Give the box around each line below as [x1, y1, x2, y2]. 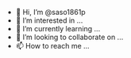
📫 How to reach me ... [15, 42, 90, 50]
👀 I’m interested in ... [15, 16, 83, 25]
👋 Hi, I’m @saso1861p [15, 8, 86, 16]
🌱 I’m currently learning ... [15, 24, 101, 33]
